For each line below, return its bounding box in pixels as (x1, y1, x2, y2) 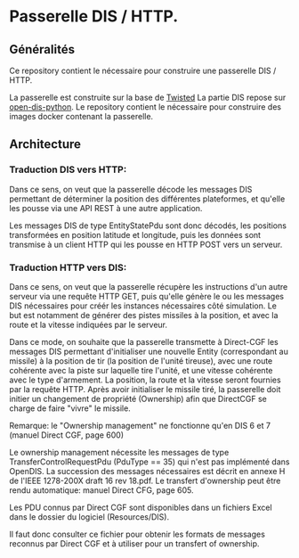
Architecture (9, 136, 82, 152)
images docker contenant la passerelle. (9, 111, 154, 121)
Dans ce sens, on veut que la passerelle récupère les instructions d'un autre (9, 281, 288, 291)
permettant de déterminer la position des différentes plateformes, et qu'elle (9, 193, 286, 204)
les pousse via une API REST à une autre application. (9, 202, 203, 213)
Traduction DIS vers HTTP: (9, 163, 127, 176)
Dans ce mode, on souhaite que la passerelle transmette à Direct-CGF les (9, 336, 279, 347)
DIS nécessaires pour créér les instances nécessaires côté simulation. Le (9, 300, 278, 311)
